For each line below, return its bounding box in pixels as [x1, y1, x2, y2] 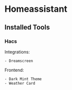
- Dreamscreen [4, 58, 34, 63]
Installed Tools [4, 23, 50, 31]
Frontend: [4, 67, 24, 73]
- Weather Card [4, 81, 36, 86]
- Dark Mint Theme [4, 76, 42, 82]
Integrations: [4, 49, 30, 55]
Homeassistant [4, 3, 68, 15]
